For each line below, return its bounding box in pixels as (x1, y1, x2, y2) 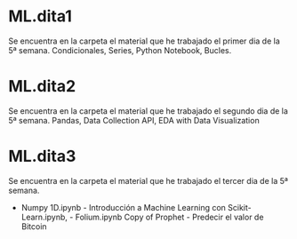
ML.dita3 (8, 147, 76, 166)
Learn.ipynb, (20, 211, 68, 222)
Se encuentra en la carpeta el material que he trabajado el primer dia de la (8, 36, 281, 46)
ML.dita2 (8, 76, 76, 97)
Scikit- (227, 202, 252, 212)
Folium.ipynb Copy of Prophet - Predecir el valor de (75, 211, 264, 222)
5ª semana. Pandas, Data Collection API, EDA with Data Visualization (8, 115, 260, 125)
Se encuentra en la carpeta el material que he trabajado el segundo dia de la (8, 105, 288, 116)
